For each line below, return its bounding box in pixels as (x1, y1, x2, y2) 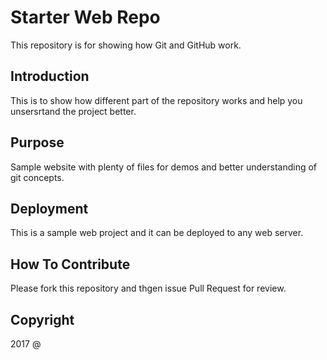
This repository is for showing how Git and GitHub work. (10, 39, 242, 51)
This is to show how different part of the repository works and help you (10, 94, 303, 106)
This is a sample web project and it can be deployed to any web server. (10, 227, 304, 239)
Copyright (10, 311, 75, 328)
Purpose (10, 134, 65, 151)
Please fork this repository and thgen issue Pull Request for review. (10, 282, 287, 295)
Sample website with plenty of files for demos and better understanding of (10, 161, 318, 173)
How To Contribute (10, 256, 131, 273)
